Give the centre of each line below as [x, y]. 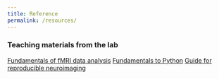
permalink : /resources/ [42, 20]
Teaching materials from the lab [63, 45]
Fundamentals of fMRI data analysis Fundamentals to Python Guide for [110, 60]
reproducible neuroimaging [47, 68]
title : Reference [33, 14]
